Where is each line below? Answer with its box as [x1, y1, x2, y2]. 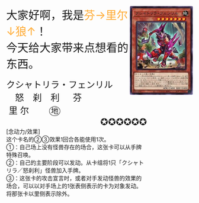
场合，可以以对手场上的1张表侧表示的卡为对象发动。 [6, 182, 142, 190]
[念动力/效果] [6, 128, 40, 136]
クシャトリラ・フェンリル [6, 79, 113, 91]
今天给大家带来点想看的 [6, 41, 129, 54]
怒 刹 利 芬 [15, 92, 82, 103]
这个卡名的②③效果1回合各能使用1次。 [6, 136, 110, 143]
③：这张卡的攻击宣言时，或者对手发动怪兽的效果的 [6, 175, 142, 182]
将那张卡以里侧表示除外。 [6, 190, 73, 198]
